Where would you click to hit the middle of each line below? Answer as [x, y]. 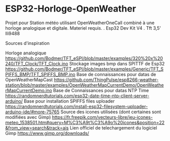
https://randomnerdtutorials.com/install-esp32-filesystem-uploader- [77, 106]
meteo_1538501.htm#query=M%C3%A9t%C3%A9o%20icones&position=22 [85, 122]
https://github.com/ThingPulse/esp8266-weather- [106, 80]
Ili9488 [13, 33]
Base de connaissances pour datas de [116, 74]
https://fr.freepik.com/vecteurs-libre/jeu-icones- [102, 117]
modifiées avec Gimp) [28, 117]
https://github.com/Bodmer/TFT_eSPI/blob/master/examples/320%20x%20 [84, 58]
